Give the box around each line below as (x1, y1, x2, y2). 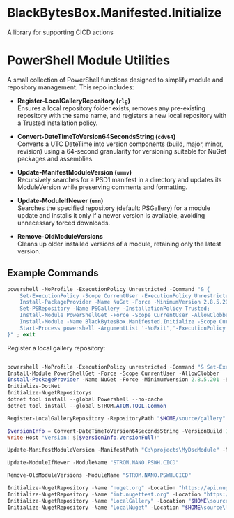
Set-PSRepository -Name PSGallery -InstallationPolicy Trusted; (19, 305, 210, 312)
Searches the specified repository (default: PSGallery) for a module (17, 204, 211, 212)
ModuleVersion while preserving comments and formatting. (17, 183, 188, 191)
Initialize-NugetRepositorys (7, 390, 92, 397)
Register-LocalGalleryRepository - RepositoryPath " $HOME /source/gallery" (7, 415, 226, 422)
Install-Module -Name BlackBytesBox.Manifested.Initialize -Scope (19, 318, 217, 325)
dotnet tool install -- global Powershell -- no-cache (7, 396, 164, 403)
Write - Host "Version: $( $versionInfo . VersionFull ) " (7, 434, 160, 441)
